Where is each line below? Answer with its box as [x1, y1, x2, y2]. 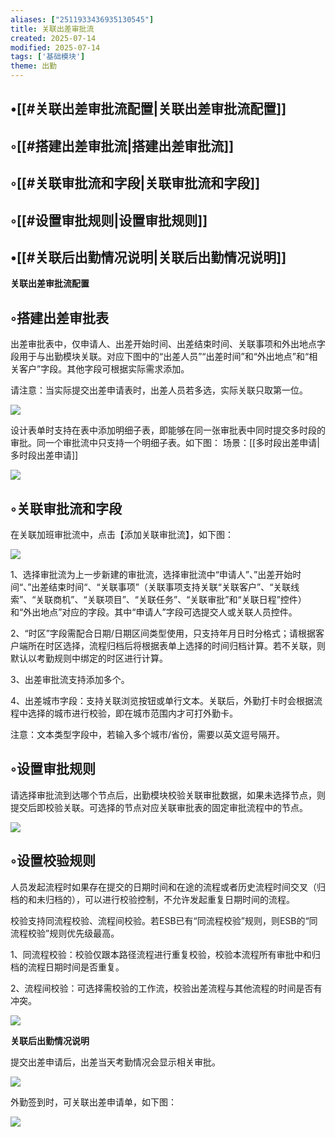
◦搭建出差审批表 [10, 309, 109, 326]
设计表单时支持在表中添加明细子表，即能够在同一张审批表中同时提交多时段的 [10, 424, 326, 436]
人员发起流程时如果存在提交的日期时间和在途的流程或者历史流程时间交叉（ [10, 881, 317, 893]
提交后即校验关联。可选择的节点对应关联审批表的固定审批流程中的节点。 [10, 801, 308, 813]
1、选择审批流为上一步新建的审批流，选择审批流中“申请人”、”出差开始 [10, 569, 293, 580]
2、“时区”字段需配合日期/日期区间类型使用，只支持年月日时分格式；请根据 [10, 627, 316, 639]
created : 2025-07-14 [10, 33, 97, 43]
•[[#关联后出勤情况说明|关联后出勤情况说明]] [10, 249, 287, 266]
